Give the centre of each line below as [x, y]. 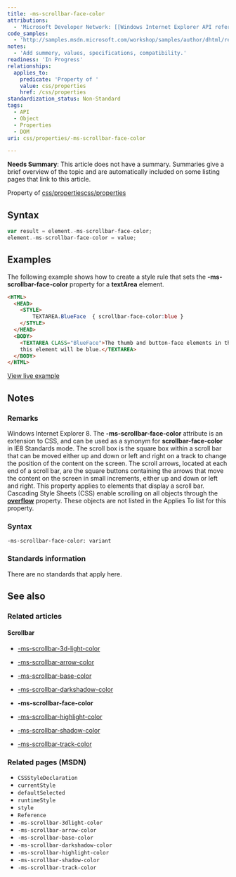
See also [26, 596]
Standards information [47, 559]
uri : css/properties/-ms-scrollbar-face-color [77, 138]
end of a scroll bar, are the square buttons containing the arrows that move [116, 471]
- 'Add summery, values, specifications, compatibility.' [100, 53]
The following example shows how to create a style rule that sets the [106, 277]
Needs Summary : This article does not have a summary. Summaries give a [116, 164]
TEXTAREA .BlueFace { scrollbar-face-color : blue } [108, 317]
